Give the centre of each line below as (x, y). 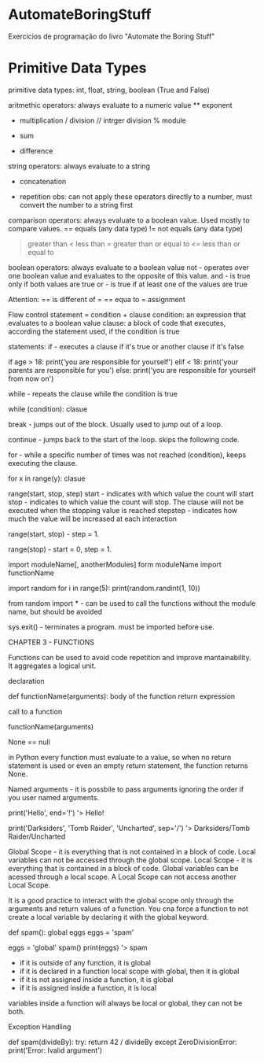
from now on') (31, 378)
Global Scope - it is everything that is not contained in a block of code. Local (132, 851)
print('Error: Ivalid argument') (55, 1050)
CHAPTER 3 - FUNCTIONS (51, 642)
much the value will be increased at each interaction (93, 519)
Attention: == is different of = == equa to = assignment (97, 299)
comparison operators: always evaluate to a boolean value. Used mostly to (129, 220)
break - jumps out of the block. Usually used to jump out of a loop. (115, 424)
